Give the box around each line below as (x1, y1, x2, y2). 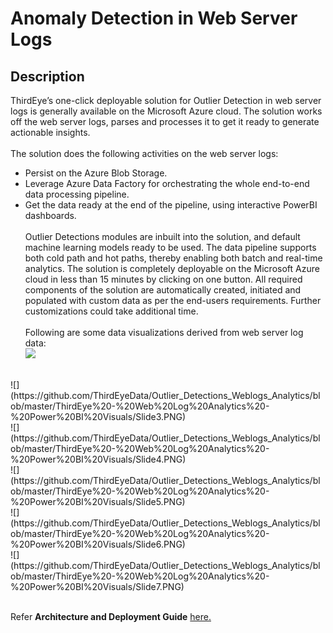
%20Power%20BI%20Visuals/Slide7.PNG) (10, 581, 185, 592)
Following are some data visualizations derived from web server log (24, 327, 304, 338)
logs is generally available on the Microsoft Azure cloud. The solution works (10, 105, 323, 117)
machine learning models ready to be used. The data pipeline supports (24, 242, 317, 253)
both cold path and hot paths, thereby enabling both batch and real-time (24, 252, 323, 264)
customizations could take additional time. (24, 305, 199, 317)
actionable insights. (10, 127, 91, 138)
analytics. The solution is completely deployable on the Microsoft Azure (24, 263, 320, 274)
